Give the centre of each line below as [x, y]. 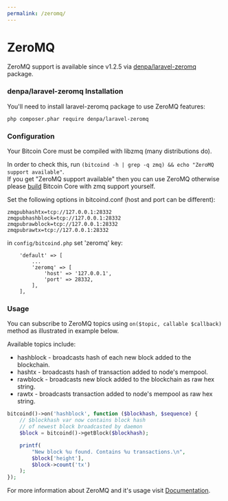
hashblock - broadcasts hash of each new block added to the [104, 358]
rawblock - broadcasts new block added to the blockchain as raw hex [116, 380]
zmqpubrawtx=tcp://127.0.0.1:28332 [58, 231]
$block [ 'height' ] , [58, 458]
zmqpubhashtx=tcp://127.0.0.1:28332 [59, 212]
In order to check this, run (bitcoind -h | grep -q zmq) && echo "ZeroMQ [111, 165]
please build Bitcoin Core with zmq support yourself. [81, 187]
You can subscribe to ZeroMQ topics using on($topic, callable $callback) [114, 324]
